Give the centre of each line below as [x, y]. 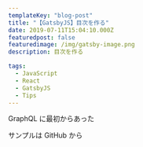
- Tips [26, 95]
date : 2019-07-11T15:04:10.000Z [61, 30]
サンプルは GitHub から [46, 135]
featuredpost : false [42, 37]
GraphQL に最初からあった [51, 119]
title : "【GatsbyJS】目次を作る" [59, 23]
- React [28, 81]
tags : [17, 66]
